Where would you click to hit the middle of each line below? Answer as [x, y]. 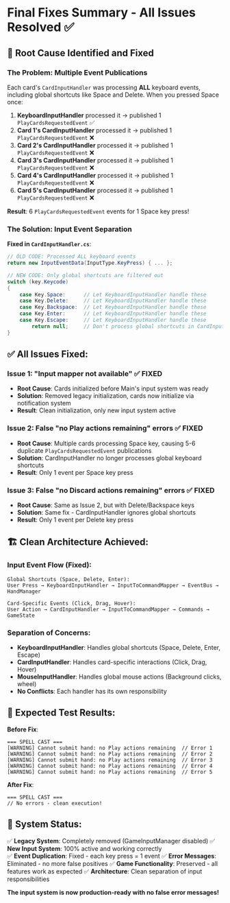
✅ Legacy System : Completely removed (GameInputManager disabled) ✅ [111, 841]
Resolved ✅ [41, 27]
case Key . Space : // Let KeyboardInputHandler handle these [113, 294]
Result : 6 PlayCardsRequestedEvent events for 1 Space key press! [98, 211]
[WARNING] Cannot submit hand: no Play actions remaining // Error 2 [110, 754]
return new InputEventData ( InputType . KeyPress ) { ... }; [90, 263]
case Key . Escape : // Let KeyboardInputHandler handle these [113, 320]
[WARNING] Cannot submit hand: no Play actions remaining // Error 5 [110, 772]
